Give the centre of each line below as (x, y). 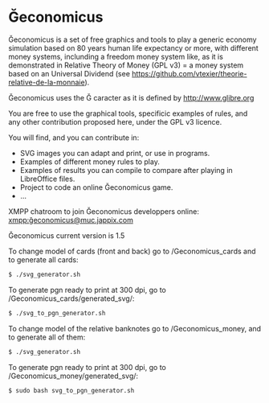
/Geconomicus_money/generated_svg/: (73, 376)
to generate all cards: (43, 259)
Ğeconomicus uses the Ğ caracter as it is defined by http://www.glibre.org (131, 97)
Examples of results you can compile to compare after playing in (126, 170)
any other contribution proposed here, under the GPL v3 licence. (115, 121)
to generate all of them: (47, 337)
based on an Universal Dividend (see (69, 73)
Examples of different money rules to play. (90, 162)
